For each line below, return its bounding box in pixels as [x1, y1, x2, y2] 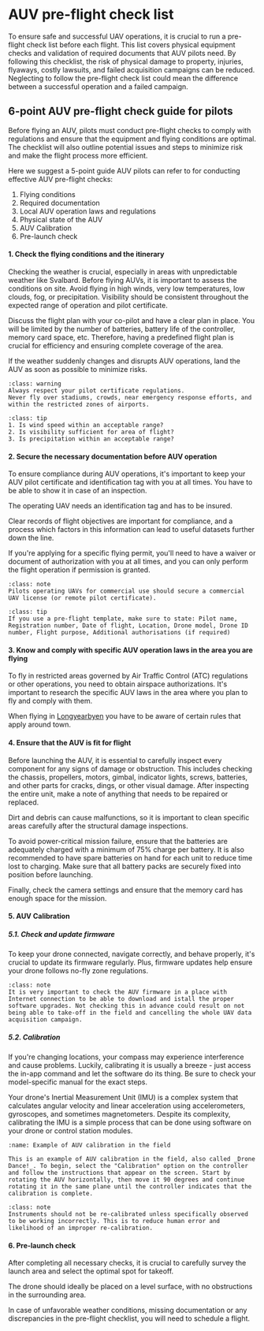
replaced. [8, 797, 39, 807]
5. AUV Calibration [8, 912, 70, 921]
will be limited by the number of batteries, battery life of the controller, [8, 324, 236, 333]
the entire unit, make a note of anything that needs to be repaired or [8, 789, 229, 798]
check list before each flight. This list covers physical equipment [26, 39, 236, 49]
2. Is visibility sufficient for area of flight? [8, 428, 175, 436]
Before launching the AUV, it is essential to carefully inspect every [8, 755, 222, 765]
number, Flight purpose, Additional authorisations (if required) [8, 629, 231, 637]
